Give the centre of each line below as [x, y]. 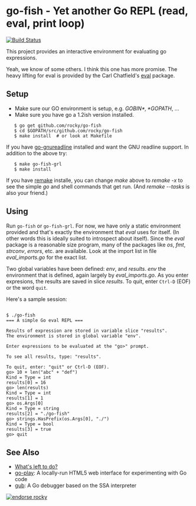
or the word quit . [27, 287]
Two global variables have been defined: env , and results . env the [86, 268]
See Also [23, 452]
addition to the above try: [37, 153]
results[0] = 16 [26, 382]
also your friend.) [27, 193]
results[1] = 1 [25, 398]
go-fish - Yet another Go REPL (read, [97, 11]
